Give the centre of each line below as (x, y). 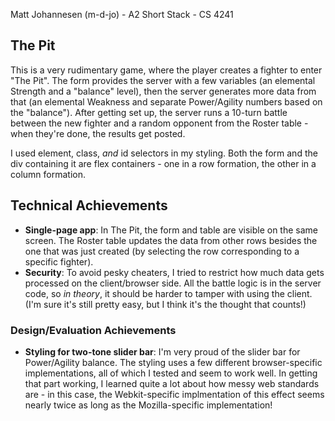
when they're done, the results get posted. (98, 133)
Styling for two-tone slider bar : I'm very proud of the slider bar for (162, 351)
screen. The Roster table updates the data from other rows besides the (171, 240)
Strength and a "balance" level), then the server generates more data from (163, 91)
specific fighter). (59, 261)
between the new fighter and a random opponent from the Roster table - (159, 123)
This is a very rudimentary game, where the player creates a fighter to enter (166, 70)
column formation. (48, 174)
